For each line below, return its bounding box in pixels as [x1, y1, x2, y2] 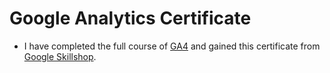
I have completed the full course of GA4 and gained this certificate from [23, 40, 321, 52]
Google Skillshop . [23, 50, 97, 62]
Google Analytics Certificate [9, 7, 252, 30]
